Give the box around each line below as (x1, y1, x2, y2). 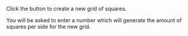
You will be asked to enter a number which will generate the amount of (6, 17, 183, 23)
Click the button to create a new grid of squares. (6, 5, 127, 12)
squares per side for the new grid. (6, 23, 91, 30)
